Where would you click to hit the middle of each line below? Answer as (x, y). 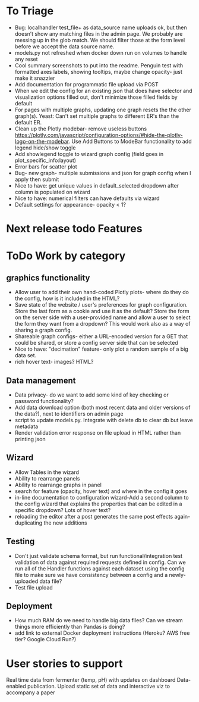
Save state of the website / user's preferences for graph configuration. (101, 305)
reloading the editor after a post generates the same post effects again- (102, 516)
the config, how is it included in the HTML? (67, 298)
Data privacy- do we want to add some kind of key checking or (92, 395)
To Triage (30, 11)
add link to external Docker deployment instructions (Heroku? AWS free (102, 633)
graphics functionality (48, 278)
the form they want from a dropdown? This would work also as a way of (102, 324)
